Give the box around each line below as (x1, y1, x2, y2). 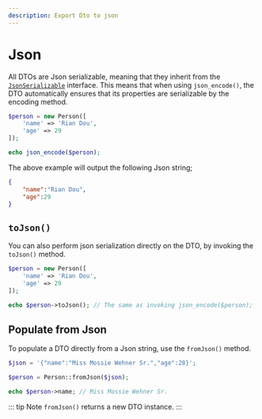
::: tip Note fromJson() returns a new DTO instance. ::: (8, 402, 183, 412)
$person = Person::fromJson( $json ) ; (8, 373, 129, 382)
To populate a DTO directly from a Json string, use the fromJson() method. (8, 344, 252, 353)
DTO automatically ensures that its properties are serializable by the (8, 89, 230, 98)
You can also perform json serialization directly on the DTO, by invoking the (8, 241, 254, 251)
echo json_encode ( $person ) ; (8, 149, 101, 157)
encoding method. (8, 96, 68, 107)
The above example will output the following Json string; (8, 163, 193, 172)
